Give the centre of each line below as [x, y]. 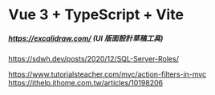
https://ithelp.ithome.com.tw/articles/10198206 [85, 83]
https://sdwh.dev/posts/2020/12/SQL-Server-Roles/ [93, 59]
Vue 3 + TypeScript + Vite [96, 15]
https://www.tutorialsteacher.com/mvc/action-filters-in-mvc [107, 74]
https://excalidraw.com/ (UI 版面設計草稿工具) [86, 38]
